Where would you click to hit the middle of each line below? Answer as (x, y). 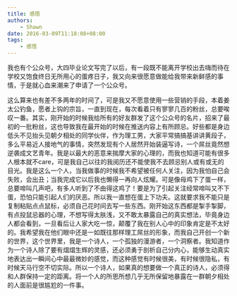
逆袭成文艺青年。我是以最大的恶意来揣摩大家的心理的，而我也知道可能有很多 (119, 153)
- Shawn (31, 27)
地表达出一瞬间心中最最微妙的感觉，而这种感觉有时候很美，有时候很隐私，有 (119, 259)
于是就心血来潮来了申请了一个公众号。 (75, 85)
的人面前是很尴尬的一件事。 (48, 285)
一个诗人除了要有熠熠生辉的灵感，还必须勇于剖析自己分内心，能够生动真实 (121, 250)
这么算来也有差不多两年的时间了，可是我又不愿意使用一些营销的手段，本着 (115, 100)
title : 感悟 (24, 14)
